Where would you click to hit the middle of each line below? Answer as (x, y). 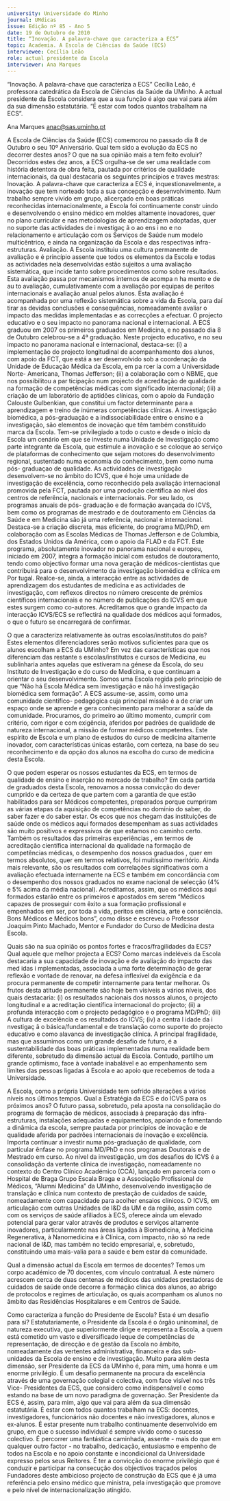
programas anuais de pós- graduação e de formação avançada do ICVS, (110, 505)
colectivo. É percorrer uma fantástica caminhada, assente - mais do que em (114, 1438)
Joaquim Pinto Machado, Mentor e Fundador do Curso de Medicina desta (111, 925)
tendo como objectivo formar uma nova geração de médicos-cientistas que (114, 563)
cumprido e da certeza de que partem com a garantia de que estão (102, 794)
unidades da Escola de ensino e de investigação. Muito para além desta (108, 1358)
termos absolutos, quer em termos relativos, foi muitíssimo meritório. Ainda (113, 860)
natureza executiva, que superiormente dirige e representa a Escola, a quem (115, 1329)
